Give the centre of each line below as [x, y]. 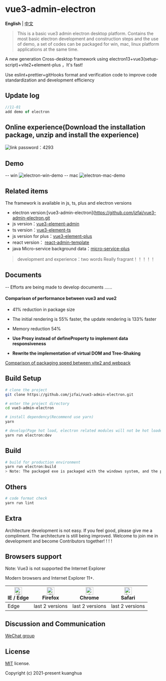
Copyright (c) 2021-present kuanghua [44, 673]
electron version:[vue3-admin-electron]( [53, 213]
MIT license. [18, 664]
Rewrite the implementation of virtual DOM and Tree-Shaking [76, 353]
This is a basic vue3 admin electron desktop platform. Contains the [85, 33]
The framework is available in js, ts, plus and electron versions [68, 203]
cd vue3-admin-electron [30, 408]
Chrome [89, 598]
